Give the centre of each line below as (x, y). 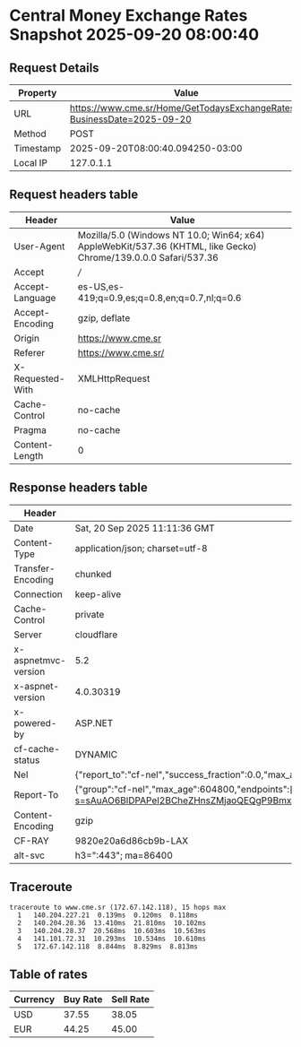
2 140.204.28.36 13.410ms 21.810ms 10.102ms (112, 923)
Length (29, 455)
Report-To (36, 794)
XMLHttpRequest (114, 378)
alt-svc (29, 855)
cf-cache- (37, 748)
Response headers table (78, 488)
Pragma (30, 429)
